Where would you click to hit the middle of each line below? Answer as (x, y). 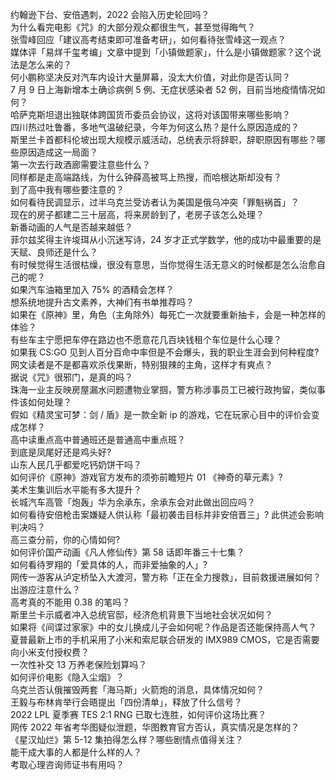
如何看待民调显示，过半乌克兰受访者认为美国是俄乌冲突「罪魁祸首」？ (155, 202)
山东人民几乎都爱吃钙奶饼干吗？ (76, 464)
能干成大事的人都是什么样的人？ (76, 752)
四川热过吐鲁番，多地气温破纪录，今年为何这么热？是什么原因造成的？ (155, 127)
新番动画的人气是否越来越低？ (71, 227)
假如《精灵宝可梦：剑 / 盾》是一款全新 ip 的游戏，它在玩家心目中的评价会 (161, 414)
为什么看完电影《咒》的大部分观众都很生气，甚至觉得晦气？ (133, 27)
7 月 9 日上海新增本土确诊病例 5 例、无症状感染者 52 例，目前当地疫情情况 (163, 89)
